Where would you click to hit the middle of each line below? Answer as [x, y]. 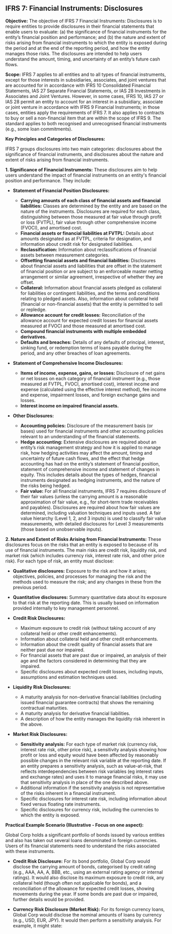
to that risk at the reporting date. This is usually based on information [86, 602]
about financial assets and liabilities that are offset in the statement [91, 266]
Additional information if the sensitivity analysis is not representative [93, 788]
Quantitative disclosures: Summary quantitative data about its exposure [90, 597]
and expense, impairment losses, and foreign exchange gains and [90, 395]
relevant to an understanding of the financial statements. [80, 436]
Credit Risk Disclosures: [39, 618]
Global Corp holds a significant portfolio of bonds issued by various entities [85, 835]
